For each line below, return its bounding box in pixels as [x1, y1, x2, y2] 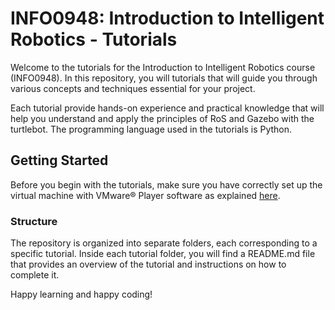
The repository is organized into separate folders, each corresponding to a [10, 237, 318, 249]
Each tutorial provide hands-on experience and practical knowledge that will [10, 102, 325, 114]
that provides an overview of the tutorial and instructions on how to [10, 258, 287, 271]
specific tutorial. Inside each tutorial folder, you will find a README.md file [10, 248, 316, 260]
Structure [10, 214, 58, 228]
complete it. [10, 269, 60, 281]
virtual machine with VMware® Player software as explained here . [10, 189, 281, 201]
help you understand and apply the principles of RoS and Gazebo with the [10, 112, 315, 124]
